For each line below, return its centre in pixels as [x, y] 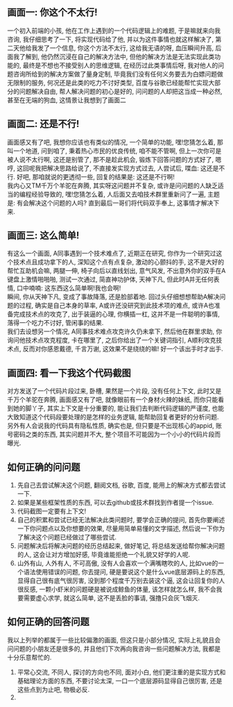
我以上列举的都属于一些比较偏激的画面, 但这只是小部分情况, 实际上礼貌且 [111, 640]
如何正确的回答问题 [48, 622]
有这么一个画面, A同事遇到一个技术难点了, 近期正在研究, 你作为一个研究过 [112, 253]
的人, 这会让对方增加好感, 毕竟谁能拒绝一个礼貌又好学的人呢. [104, 555]
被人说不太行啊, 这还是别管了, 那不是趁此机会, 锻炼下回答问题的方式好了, [110, 159]
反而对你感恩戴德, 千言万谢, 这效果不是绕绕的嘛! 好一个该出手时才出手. [123, 349]
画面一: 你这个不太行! [53, 13]
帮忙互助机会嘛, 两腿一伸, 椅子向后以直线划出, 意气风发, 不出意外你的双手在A [116, 271]
